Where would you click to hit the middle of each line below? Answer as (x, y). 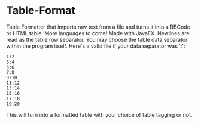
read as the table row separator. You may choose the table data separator (97, 39)
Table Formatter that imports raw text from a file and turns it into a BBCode (98, 27)
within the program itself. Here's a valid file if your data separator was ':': (96, 46)
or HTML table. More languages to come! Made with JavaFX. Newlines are (98, 33)
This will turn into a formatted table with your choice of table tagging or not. (99, 114)
